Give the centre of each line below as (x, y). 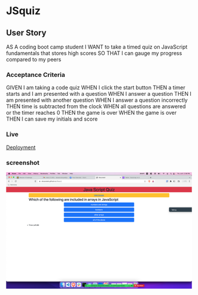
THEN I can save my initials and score (52, 119)
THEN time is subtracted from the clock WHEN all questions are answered (96, 106)
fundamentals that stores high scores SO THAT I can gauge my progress (94, 53)
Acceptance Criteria (36, 74)
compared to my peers (34, 59)
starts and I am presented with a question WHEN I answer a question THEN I (99, 94)
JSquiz (24, 11)
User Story (26, 33)
